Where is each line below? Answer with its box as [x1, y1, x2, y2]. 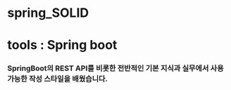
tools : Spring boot [7, 37, 118, 53]
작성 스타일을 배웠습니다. [29, 74, 108, 84]
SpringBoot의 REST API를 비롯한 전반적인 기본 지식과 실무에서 [7, 63, 209, 73]
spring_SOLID [7, 5, 89, 21]
